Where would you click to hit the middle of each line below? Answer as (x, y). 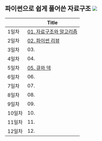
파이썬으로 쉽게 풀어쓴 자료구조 (48, 9)
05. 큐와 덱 (39, 68)
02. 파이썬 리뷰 (44, 41)
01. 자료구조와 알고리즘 (52, 31)
